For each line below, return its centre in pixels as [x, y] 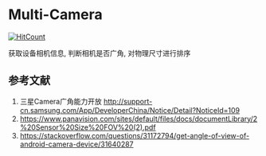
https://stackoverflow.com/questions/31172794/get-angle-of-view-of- [134, 135]
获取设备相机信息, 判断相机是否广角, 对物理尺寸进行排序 [100, 53]
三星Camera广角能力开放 [61, 101]
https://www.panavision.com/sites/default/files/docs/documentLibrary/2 [139, 119]
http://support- [128, 101]
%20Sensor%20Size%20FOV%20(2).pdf [88, 127]
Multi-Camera [55, 15]
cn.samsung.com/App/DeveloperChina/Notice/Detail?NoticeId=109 [130, 110]
